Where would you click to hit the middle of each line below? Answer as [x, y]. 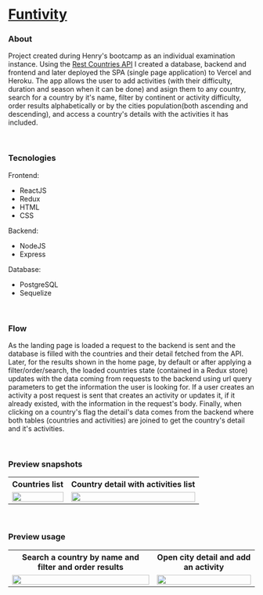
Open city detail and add [204, 557]
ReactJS [33, 190]
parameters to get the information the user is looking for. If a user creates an [131, 387]
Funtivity [38, 15]
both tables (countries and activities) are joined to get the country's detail [126, 420]
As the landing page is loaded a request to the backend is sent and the [122, 346]
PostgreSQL [39, 285]
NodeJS [32, 245]
